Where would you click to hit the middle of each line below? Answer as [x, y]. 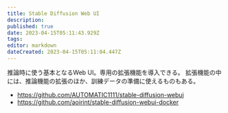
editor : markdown [32, 45]
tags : [15, 39]
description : [26, 20]
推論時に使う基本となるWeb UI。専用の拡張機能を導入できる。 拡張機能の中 [114, 72]
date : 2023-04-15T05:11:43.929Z [53, 33]
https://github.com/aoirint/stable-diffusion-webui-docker [98, 102]
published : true [30, 26]
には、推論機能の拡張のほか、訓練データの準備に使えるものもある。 [103, 81]
